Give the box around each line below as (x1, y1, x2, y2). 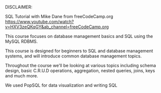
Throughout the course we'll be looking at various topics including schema (5, 63, 156, 68)
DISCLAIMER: (5, 4, 33, 10)
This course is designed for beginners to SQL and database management (5, 48, 153, 54)
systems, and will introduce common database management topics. (5, 53, 142, 59)
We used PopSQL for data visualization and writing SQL (5, 82, 118, 88)
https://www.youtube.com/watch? (5, 19, 74, 24)
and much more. (5, 73, 38, 78)
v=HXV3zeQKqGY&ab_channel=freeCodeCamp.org (5, 24, 109, 30)
